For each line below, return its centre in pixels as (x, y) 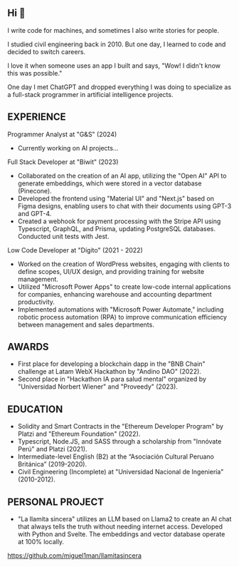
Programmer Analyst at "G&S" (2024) (62, 134)
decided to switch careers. (47, 51)
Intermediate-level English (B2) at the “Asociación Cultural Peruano (116, 456)
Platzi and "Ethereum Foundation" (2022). (79, 434)
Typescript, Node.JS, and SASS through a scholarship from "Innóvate (119, 441)
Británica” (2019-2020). (52, 464)
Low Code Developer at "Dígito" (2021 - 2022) (75, 250)
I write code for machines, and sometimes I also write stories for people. (113, 30)
